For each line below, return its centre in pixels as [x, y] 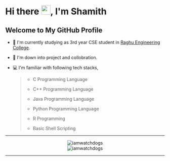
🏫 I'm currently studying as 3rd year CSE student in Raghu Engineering [86, 42]
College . [21, 48]
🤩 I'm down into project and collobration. [55, 57]
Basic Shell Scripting [54, 128]
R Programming [49, 118]
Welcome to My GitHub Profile [54, 30]
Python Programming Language [66, 109]
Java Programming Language [63, 99]
